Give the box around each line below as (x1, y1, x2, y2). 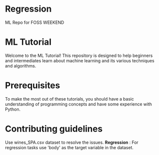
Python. (5, 106, 21, 112)
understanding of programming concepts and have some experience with (5, 101, 152, 107)
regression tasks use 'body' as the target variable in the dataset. (5, 144, 134, 150)
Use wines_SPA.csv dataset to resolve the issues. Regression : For (5, 139, 139, 145)
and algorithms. (5, 63, 36, 69)
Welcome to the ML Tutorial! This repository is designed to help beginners (5, 52, 153, 58)
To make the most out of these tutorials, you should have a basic (5, 96, 134, 102)
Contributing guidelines (5, 123, 103, 134)
